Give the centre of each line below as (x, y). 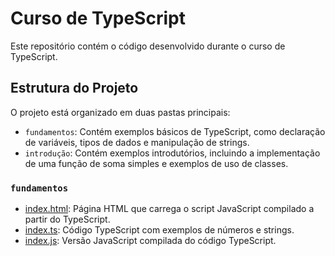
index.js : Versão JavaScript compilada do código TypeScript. (150, 241)
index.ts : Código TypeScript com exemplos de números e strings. (159, 230)
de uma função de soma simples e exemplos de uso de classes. (156, 163)
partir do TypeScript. (67, 219)
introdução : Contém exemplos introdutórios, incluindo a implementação (172, 153)
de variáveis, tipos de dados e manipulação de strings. (137, 142)
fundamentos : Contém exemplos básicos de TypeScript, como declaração (175, 131)
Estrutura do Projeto (74, 88)
